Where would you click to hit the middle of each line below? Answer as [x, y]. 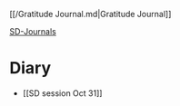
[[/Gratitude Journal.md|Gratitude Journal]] [90, 14]
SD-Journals [33, 31]
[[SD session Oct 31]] [62, 93]
